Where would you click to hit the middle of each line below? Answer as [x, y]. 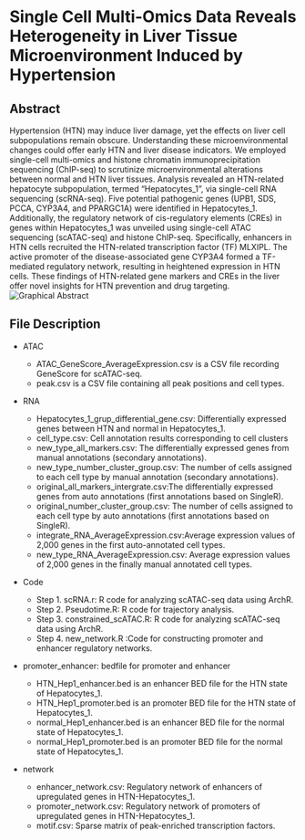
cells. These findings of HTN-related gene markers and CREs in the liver [145, 276]
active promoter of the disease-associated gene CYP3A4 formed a [135, 257]
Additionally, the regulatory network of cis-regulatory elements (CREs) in [146, 218]
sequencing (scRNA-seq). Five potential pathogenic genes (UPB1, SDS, [143, 199]
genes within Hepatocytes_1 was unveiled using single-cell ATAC [131, 227]
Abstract [35, 108]
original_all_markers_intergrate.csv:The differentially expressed [154, 487]
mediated [27, 266]
